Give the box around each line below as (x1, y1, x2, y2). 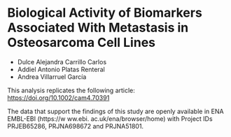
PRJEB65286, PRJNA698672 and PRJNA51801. (7, 122, 144, 130)
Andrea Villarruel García (17, 72, 87, 81)
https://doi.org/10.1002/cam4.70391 (7, 93, 110, 102)
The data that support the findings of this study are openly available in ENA (7, 107, 224, 115)
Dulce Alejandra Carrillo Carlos (17, 57, 107, 66)
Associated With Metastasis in (7, 20, 189, 36)
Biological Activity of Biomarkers (7, 5, 203, 21)
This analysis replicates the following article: (7, 86, 135, 94)
